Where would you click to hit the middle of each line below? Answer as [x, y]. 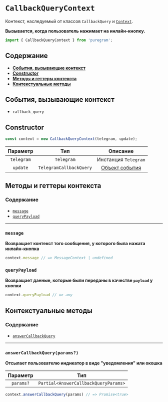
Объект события [121, 168]
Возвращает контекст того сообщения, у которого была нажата [75, 244]
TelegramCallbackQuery [65, 168]
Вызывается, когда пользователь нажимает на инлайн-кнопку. [75, 31]
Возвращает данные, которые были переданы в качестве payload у [79, 280]
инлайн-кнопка [22, 249]
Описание [121, 151]
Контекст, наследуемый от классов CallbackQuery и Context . [69, 21]
